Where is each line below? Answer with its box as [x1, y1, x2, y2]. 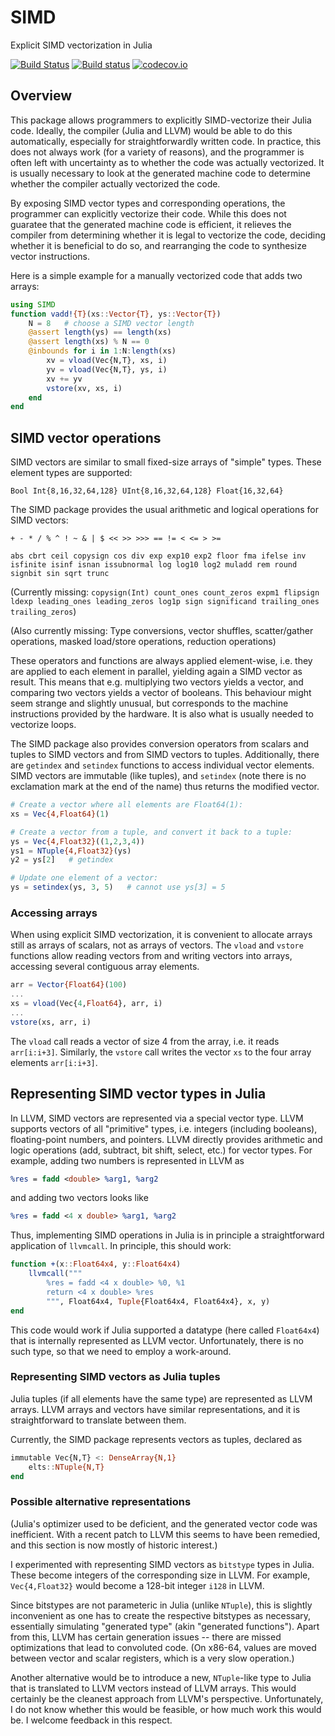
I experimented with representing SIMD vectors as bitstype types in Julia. [10, 1558, 315, 1570]
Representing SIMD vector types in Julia [10, 1086, 267, 1103]
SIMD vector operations [10, 429, 162, 446]
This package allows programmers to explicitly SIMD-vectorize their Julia [10, 114, 312, 126]
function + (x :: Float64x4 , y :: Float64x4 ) [10, 1259, 182, 1270]
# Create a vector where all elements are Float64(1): [10, 800, 244, 810]
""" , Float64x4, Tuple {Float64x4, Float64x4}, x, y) [46, 1296, 271, 1306]
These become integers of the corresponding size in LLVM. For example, [10, 1569, 311, 1581]
